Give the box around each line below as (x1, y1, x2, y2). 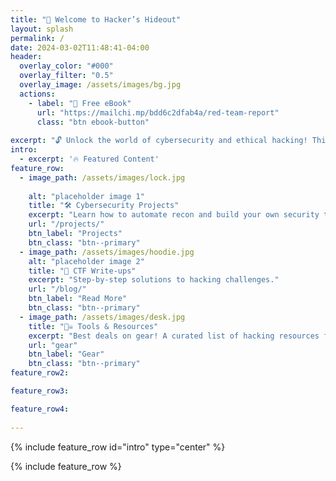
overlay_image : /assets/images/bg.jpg (19, 80, 182, 90)
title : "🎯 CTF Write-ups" (28, 266, 137, 276)
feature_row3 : (10, 386, 70, 396)
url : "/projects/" (28, 219, 105, 230)
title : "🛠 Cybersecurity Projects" (28, 201, 180, 211)
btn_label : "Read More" (28, 294, 128, 304)
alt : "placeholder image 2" (28, 256, 145, 266)
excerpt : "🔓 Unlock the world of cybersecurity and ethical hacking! (10, 136, 308, 146)
